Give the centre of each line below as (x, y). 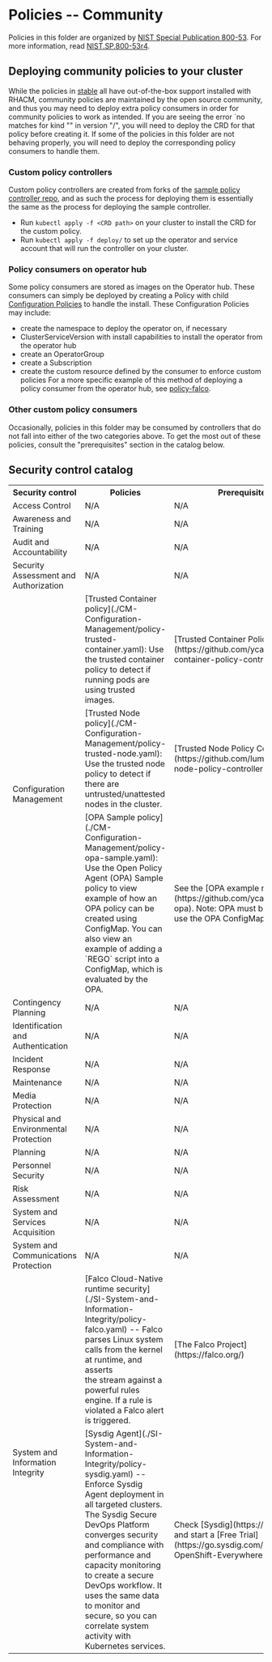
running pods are (117, 680)
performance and (118, 1555)
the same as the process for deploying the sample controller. (110, 207)
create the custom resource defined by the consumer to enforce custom (140, 372)
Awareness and (42, 519)
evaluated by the (116, 980)
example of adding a (123, 949)
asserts (99, 1370)
